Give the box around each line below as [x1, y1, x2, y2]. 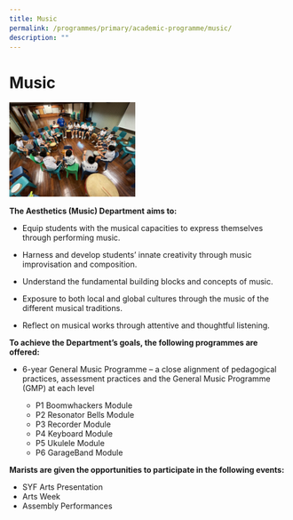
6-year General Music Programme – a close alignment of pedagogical [21, 364, 277, 375]
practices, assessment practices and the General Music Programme [21, 373, 271, 384]
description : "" [9, 33, 69, 42]
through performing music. [21, 232, 121, 244]
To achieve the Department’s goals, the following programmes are [9, 338, 258, 348]
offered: [9, 347, 40, 357]
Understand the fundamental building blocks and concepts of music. [21, 276, 273, 287]
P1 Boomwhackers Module [35, 400, 133, 411]
